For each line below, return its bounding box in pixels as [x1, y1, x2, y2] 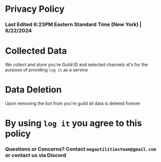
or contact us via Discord [5, 152, 66, 159]
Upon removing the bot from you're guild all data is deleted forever [5, 100, 140, 106]
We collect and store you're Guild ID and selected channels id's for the [5, 62, 148, 67]
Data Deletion [5, 84, 62, 96]
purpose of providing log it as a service [5, 67, 88, 73]
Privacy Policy [5, 3, 65, 15]
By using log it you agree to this [5, 118, 142, 129]
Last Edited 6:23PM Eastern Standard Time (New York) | [5, 21, 142, 28]
